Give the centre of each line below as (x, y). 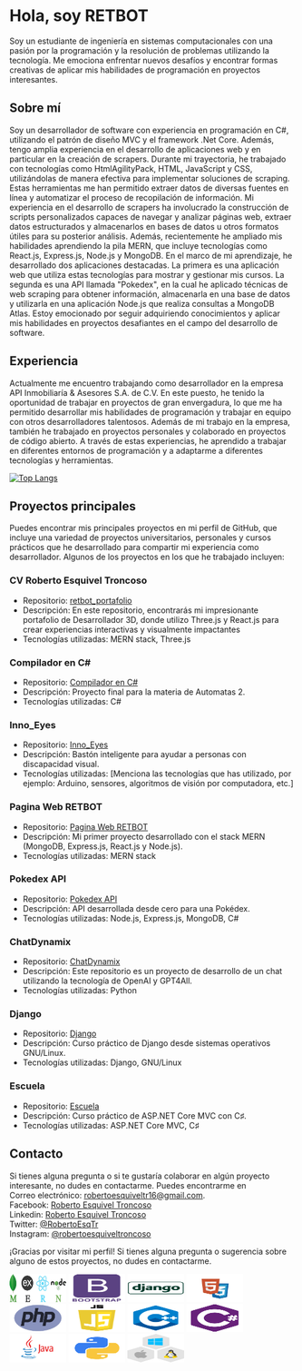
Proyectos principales (73, 506)
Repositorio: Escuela (61, 1106)
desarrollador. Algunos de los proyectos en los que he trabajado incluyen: (147, 557)
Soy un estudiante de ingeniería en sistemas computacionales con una (141, 41)
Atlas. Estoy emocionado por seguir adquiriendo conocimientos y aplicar (145, 313)
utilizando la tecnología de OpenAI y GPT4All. (107, 981)
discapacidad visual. (61, 764)
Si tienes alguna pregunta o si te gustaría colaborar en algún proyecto (140, 1176)
